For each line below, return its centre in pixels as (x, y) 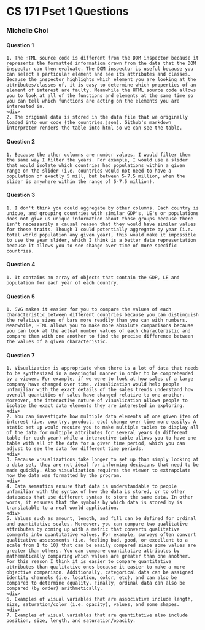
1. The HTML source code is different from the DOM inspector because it (103, 58)
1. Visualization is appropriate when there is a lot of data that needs (103, 368)
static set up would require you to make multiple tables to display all (103, 427)
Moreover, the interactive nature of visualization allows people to (97, 400)
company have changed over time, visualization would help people (93, 384)
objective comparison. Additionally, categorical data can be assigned (100, 572)
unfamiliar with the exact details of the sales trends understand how (100, 390)
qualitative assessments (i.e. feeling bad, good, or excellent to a (97, 540)
